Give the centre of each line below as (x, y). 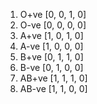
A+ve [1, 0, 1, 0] (51, 35)
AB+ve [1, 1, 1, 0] (53, 78)
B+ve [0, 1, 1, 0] (51, 57)
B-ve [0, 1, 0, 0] (51, 67)
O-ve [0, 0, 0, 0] (53, 25)
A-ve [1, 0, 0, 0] (51, 46)
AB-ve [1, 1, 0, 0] (53, 88)
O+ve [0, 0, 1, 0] (53, 14)
